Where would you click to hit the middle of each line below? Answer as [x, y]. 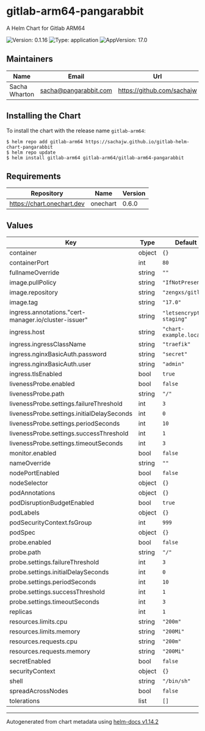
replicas [21, 612]
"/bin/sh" [177, 681]
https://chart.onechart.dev [47, 204]
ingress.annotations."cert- [48, 312]
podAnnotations [32, 493]
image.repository [34, 293]
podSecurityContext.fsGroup [51, 522]
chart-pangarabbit [30, 147]
